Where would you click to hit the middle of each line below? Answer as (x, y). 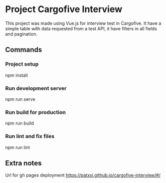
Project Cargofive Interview (64, 9)
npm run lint (18, 147)
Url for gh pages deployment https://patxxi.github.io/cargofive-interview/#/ (83, 175)
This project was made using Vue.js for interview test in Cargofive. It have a (83, 23)
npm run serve (20, 99)
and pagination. (21, 34)
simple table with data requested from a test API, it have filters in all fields (81, 28)
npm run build (20, 123)
